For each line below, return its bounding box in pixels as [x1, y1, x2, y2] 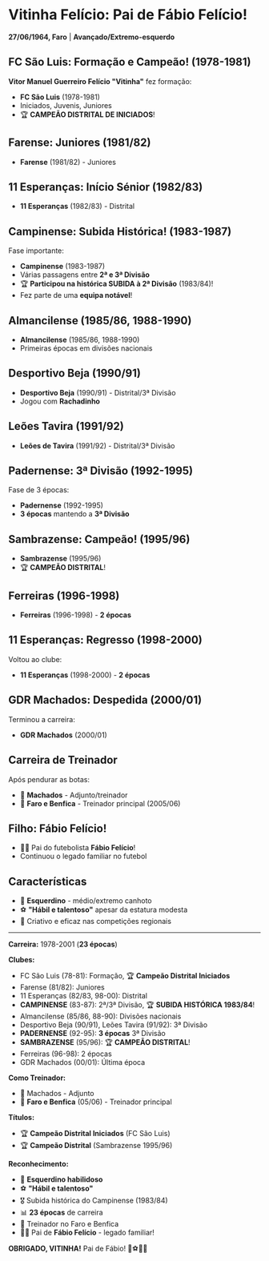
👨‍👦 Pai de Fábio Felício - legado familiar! [19, 1227, 155, 1238]
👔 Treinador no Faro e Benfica [19, 1219, 119, 1229]
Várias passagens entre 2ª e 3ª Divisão [19, 270, 151, 279]
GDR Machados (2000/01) [19, 730, 108, 740]
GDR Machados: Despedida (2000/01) [8, 693, 203, 707]
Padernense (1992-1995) [19, 500, 104, 510]
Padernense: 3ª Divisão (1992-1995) [8, 464, 194, 478]
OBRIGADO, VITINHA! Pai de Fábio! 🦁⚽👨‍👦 [8, 1243, 148, 1254]
